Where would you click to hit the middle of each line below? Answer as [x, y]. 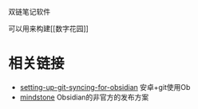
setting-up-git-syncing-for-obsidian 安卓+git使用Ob [105, 87]
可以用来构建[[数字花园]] [49, 29]
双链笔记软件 [29, 12]
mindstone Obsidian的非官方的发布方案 [84, 97]
